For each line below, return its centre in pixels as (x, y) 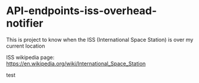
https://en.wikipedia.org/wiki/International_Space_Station (76, 64)
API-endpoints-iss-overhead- (82, 11)
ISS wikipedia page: (30, 57)
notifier (25, 23)
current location (26, 46)
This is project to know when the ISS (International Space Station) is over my (100, 39)
